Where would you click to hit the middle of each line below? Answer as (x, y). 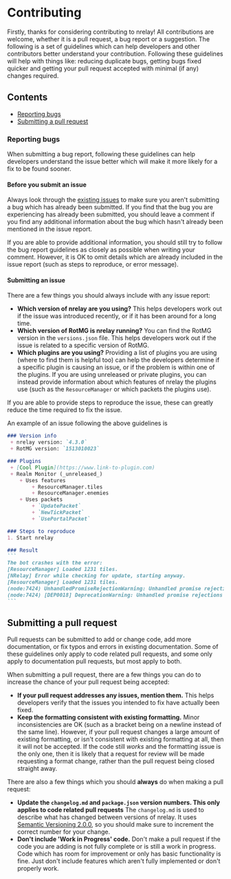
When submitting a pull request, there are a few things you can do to (104, 675)
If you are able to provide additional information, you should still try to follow (115, 242)
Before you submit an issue (47, 185)
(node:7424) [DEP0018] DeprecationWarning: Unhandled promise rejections (115, 595)
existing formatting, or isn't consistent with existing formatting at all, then (120, 739)
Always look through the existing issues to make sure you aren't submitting (113, 200)
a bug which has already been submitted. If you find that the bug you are (110, 207)
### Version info (32, 436)
